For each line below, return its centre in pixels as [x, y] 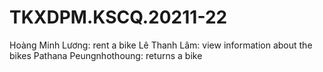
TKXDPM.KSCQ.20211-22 [118, 17]
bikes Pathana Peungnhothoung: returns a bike [106, 55]
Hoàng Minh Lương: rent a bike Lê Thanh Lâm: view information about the [161, 45]
